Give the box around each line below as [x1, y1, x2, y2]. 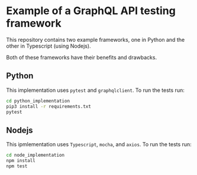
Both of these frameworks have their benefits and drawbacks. [6, 54, 157, 61]
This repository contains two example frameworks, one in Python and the [6, 36, 185, 43]
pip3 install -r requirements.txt [6, 103, 92, 110]
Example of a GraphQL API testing [6, 4, 176, 18]
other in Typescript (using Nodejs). [6, 42, 91, 49]
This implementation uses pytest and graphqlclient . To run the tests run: [6, 87, 185, 94]
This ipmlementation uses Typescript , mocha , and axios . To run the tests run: [6, 141, 192, 148]
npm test [6, 163, 28, 169]
